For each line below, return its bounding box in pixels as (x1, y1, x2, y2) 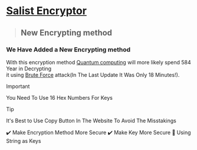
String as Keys (6, 137, 41, 144)
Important (6, 83, 30, 90)
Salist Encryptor (6, 4, 87, 18)
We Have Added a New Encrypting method (6, 45, 131, 54)
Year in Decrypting (6, 65, 52, 72)
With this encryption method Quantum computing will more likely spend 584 (6, 58, 191, 66)
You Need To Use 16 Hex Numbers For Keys (6, 94, 113, 101)
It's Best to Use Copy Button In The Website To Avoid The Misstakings (6, 117, 177, 124)
